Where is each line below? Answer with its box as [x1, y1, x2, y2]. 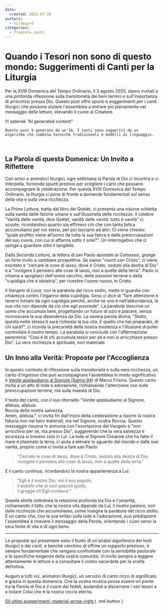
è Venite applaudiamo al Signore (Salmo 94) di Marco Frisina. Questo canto [5, 377, 156, 383]
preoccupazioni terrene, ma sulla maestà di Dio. [5, 388, 102, 393]
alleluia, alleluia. [5, 402, 37, 408]
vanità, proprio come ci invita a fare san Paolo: [5, 444, 99, 450]
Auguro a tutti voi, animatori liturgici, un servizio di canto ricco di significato [5, 573, 157, 579]
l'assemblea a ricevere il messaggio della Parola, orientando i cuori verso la [5, 518, 157, 524]
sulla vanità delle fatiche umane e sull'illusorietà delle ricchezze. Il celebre [5, 211, 154, 217]
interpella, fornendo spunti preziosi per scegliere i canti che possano [5, 181, 143, 187]
